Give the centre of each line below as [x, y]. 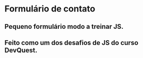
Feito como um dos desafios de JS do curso [71, 42]
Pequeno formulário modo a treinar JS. [64, 27]
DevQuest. [21, 50]
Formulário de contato [50, 9]
